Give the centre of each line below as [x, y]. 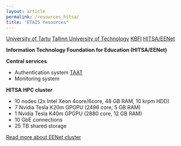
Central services [26, 61]
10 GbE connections [38, 120]
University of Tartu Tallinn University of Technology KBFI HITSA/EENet [90, 39]
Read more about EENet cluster [44, 137]
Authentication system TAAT [49, 73]
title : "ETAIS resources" [37, 22]
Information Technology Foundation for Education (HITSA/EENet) [87, 50]
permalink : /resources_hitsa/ [43, 17]
